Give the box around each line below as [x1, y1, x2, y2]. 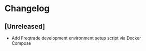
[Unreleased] [4, 22, 45, 31]
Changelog [4, 3, 50, 14]
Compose [11, 40, 31, 46]
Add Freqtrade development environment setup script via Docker [11, 35, 141, 41]
